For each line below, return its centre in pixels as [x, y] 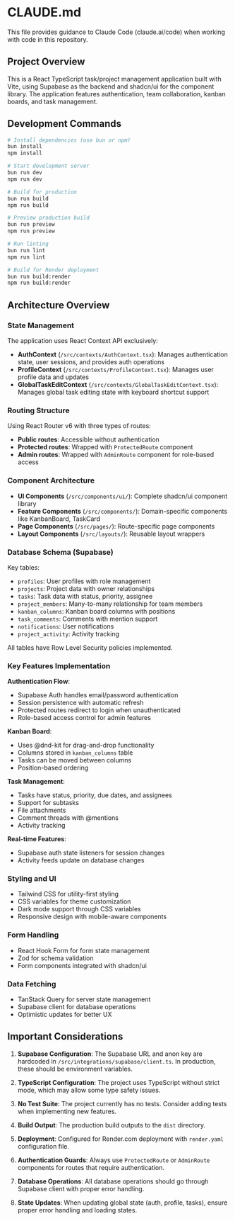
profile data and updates [53, 377]
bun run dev [25, 173]
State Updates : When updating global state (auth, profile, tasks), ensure [122, 1203]
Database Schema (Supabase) [61, 552]
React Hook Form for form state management [83, 950]
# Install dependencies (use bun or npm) [69, 140]
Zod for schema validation [55, 958]
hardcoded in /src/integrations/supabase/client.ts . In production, [116, 1061]
